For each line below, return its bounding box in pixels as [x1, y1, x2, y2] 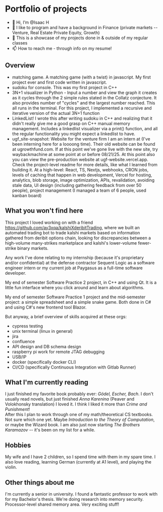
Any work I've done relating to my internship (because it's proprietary [5, 254, 144, 260]
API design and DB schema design [12, 343, 81, 349]
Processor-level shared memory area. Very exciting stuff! [5, 501, 119, 507]
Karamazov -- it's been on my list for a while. [5, 427, 96, 433]
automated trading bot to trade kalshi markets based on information [5, 230, 140, 235]
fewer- [138, 240, 151, 246]
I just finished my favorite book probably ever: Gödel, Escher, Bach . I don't [5, 391, 154, 397]
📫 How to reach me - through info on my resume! [12, 45, 112, 51]
